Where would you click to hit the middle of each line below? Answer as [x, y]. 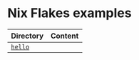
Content [65, 36]
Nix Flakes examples [69, 13]
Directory [27, 36]
